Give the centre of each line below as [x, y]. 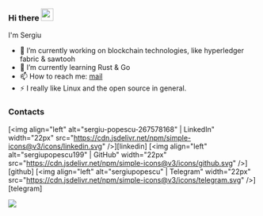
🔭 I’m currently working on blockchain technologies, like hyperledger [131, 51]
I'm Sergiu [25, 35]
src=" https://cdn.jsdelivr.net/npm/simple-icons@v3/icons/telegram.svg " [126, 179]
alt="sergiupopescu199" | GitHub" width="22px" [88, 154]
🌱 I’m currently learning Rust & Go [75, 67]
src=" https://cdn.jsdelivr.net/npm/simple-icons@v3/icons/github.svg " [122, 163]
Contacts [27, 112]
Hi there [24, 17]
